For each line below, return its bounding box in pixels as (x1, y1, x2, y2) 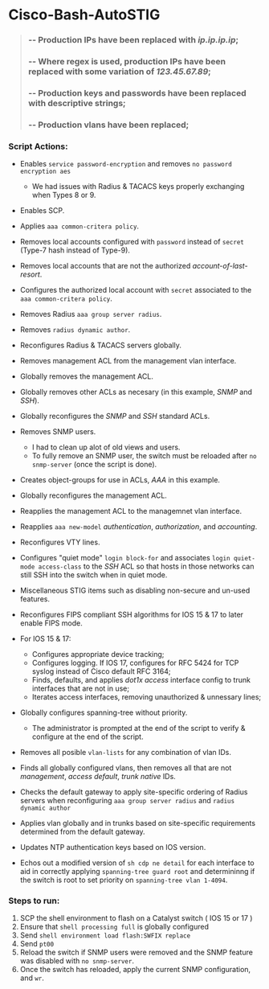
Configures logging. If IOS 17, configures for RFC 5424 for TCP (31, 658, 239, 668)
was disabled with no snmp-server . (19, 956, 135, 966)
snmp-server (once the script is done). (31, 460, 157, 470)
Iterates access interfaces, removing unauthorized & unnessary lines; (31, 692, 262, 702)
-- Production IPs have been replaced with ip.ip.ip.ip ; (27, 35, 239, 46)
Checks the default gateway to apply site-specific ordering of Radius (19, 787, 248, 797)
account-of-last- (192, 261, 248, 271)
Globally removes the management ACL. (19, 371, 154, 381)
